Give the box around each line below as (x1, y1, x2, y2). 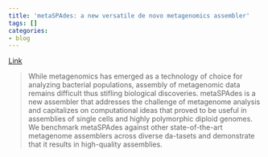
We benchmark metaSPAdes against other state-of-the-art (27, 123, 223, 132)
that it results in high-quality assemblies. (27, 139, 163, 149)
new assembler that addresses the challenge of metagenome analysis (27, 97, 261, 107)
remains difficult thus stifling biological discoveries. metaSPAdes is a (27, 89, 256, 99)
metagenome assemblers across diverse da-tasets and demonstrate (27, 131, 255, 141)
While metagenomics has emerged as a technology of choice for (27, 71, 243, 81)
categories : (8, 26, 48, 34)
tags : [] (8, 19, 38, 27)
